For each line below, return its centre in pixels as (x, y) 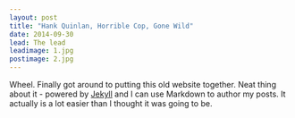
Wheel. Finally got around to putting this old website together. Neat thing (143, 84)
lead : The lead (38, 42)
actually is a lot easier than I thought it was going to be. (111, 103)
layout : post (34, 17)
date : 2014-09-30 (42, 34)
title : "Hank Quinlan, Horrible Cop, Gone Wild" (101, 26)
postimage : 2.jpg (42, 59)
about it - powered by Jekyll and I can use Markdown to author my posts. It (147, 94)
